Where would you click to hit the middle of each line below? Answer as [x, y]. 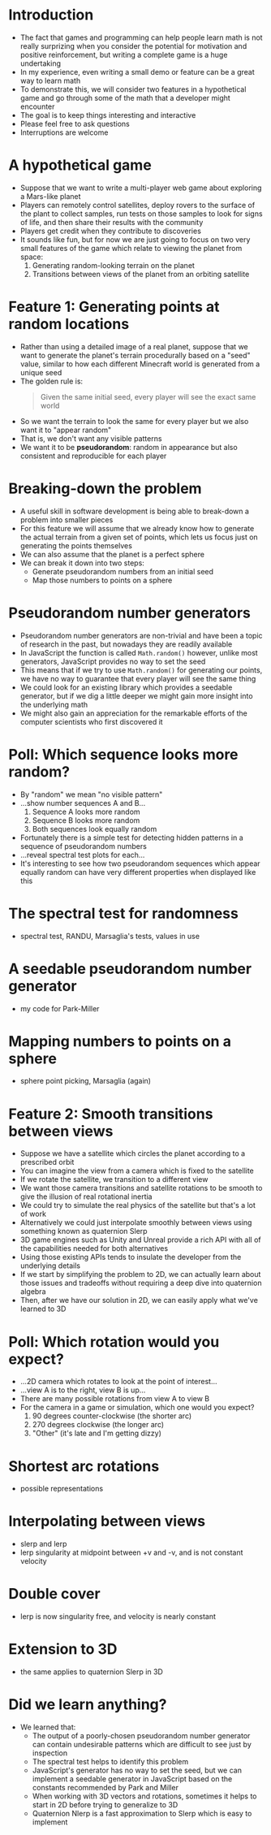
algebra [33, 1292]
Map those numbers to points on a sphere [102, 580]
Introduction [51, 15]
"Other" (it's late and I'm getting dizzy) [97, 1433]
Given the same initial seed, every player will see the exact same [148, 396]
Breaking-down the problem [105, 488]
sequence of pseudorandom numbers [84, 846]
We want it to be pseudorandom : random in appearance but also [129, 447]
